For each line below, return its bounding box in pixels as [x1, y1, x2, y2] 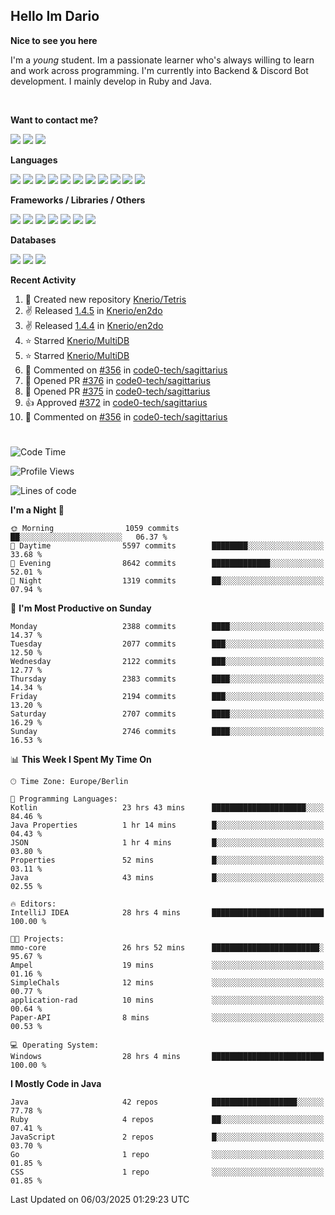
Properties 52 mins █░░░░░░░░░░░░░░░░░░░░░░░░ [10, 855, 325, 865]
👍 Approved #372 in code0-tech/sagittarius [24, 396, 208, 408]
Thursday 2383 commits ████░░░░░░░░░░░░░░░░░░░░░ [10, 674, 325, 684]
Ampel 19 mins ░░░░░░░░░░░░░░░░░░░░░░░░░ [10, 960, 325, 970]
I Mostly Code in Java [10, 1078, 102, 1089]
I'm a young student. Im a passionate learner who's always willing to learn [10, 54, 315, 66]
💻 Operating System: [10, 1040, 100, 1050]
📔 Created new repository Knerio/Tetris [24, 293, 187, 305]
